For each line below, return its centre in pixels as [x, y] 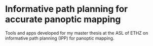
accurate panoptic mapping [63, 19]
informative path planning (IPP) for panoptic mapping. [60, 38]
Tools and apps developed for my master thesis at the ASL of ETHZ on [76, 33]
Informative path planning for [67, 9]
